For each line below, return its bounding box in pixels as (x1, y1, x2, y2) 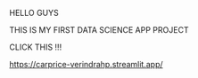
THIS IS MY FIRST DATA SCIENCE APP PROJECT (9, 25, 189, 35)
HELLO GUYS (9, 8, 60, 18)
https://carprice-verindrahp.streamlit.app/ (9, 59, 163, 69)
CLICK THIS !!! (9, 42, 62, 52)
